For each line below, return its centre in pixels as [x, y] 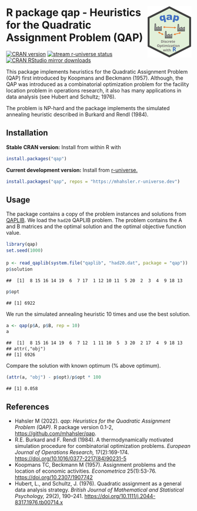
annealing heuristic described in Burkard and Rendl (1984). [77, 114]
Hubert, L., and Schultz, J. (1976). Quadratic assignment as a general [98, 484]
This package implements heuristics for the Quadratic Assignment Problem [97, 71]
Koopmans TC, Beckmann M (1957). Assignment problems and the [95, 465]
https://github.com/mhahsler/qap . [56, 433]
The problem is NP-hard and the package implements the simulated [88, 108]
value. [14, 233]
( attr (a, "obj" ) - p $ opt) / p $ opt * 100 [54, 377]
